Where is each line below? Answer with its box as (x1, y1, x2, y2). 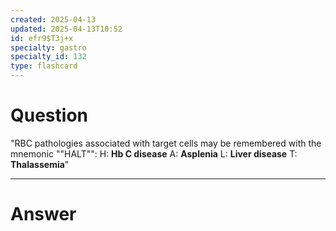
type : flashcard (10, 61, 78, 71)
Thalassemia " (10, 158, 70, 170)
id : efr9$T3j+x (10, 33, 74, 43)
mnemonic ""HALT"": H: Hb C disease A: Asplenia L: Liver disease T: (10, 147, 298, 160)
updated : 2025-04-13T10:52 (10, 24, 123, 34)
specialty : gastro (10, 42, 87, 53)
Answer (10, 203, 77, 226)
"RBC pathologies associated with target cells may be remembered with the (10, 137, 322, 149)
